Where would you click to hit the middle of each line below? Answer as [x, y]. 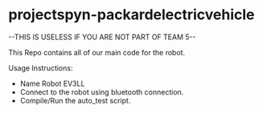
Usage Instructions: [41, 68]
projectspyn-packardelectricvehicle [131, 15]
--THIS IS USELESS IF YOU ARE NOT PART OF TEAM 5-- [102, 37]
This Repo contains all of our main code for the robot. [97, 52]
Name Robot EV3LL [52, 83]
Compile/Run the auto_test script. [75, 100]
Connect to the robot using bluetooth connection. [102, 92]
